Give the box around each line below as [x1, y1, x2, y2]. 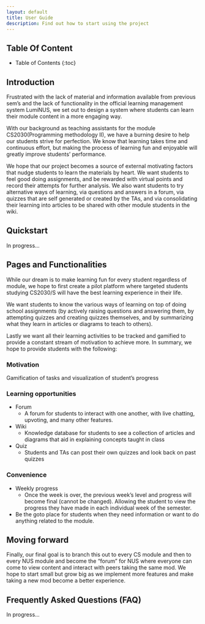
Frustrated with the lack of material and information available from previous [6, 93, 196, 100]
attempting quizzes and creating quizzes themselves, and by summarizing [6, 313, 194, 321]
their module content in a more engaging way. [6, 113, 122, 120]
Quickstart [6, 226, 48, 236]
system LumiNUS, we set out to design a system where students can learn [6, 106, 194, 113]
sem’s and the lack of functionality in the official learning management [6, 100, 184, 107]
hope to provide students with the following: [6, 345, 117, 352]
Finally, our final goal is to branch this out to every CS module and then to [6, 551, 192, 559]
